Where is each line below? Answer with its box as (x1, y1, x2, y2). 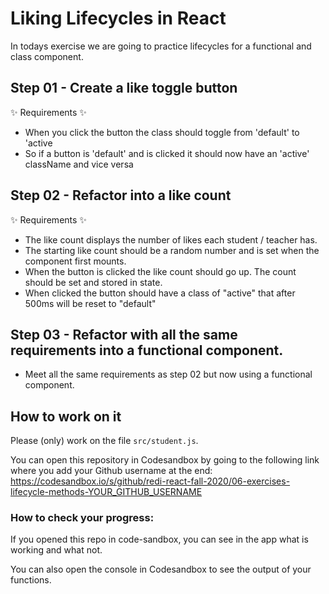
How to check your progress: (10, 511, 155, 525)
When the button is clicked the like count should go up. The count (24, 265, 297, 277)
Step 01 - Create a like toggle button (10, 80, 238, 97)
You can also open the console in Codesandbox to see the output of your (10, 563, 312, 576)
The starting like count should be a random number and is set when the (24, 244, 320, 256)
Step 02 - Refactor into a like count (10, 187, 232, 204)
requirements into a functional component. (10, 342, 284, 359)
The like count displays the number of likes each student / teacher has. (24, 233, 318, 246)
